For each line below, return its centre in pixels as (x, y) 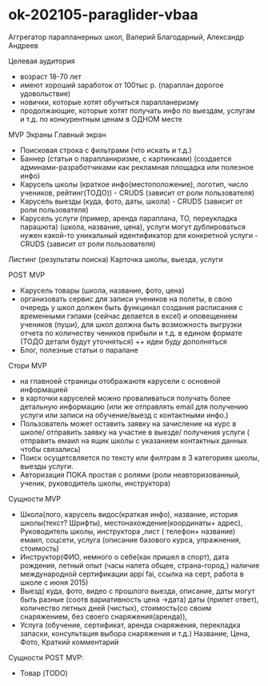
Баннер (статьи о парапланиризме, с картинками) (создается (126, 159)
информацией (44, 389)
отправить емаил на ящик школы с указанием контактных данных (134, 440)
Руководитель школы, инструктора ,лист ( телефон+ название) (128, 531)
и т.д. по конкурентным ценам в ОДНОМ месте (101, 119)
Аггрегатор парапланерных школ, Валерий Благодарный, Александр (126, 37)
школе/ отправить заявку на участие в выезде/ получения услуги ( (135, 432)
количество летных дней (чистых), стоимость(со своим (116, 607)
